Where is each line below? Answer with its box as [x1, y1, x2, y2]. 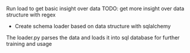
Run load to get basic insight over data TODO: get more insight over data [6, 5, 185, 12]
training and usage [6, 41, 52, 47]
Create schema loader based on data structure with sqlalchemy [14, 23, 171, 29]
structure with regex [6, 11, 56, 18]
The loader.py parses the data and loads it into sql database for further [6, 34, 180, 41]
